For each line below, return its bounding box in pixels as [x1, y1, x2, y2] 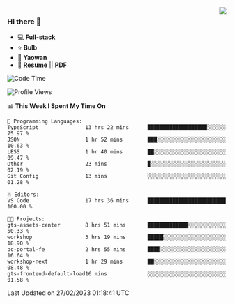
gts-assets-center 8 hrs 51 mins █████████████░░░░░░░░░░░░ [7, 222, 226, 229]
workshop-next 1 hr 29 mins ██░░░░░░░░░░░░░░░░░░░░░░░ [7, 258, 226, 266]
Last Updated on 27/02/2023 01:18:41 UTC [7, 289, 130, 297]
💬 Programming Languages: [7, 118, 82, 125]
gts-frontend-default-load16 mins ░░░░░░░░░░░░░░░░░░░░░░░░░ [7, 271, 226, 278]
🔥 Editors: [7, 191, 40, 198]
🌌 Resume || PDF [17, 61, 68, 69]
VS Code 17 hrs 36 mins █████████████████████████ [7, 197, 226, 204]
